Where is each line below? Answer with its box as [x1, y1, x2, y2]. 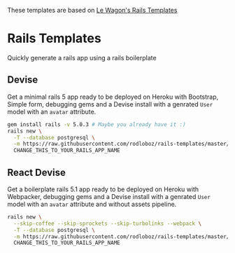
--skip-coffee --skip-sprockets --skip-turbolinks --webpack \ [13, 220, 201, 227]
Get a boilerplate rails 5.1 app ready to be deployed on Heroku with [7, 185, 199, 193]
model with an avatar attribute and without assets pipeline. [7, 200, 177, 208]
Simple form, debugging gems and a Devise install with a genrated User [7, 100, 213, 108]
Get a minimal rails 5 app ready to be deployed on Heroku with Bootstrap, [7, 93, 219, 101]
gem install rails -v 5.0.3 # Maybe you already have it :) [7, 121, 187, 128]
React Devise [7, 166, 66, 178]
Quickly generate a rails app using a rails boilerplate [7, 53, 157, 62]
